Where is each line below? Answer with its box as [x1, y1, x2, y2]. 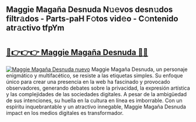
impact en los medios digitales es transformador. [6, 110, 124, 116]
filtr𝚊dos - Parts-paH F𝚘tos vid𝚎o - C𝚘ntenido [6, 14, 178, 24]
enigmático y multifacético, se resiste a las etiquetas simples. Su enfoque [6, 72, 183, 79]
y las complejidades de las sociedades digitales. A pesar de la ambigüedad [6, 91, 187, 97]
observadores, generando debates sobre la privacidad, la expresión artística [6, 84, 190, 91]
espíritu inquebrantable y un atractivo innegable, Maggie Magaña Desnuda [6, 103, 186, 110]
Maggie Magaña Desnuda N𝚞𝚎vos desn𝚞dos [6, 5, 173, 15]
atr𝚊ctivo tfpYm [6, 23, 64, 33]
